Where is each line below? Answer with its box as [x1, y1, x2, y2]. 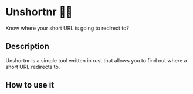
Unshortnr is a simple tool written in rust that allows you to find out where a [5, 57, 187, 64]
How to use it [5, 80, 55, 90]
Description [5, 41, 49, 51]
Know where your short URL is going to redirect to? [5, 25, 130, 32]
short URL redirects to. [5, 63, 60, 70]
